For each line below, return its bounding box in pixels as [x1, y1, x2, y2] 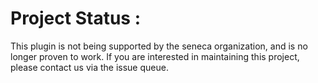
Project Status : [10, 7, 141, 30]
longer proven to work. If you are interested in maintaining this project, [10, 50, 300, 62]
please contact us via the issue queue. [10, 61, 169, 73]
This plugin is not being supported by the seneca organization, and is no [10, 40, 308, 52]
